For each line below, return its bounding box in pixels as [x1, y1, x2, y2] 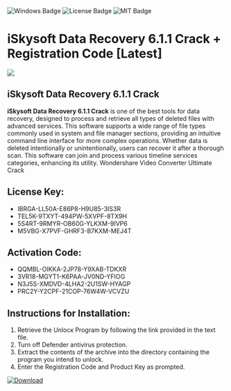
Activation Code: [7, 247, 82, 258]
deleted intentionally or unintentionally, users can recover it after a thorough [7, 144, 224, 152]
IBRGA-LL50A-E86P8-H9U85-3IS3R [17, 204, 121, 213]
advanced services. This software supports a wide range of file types [7, 122, 206, 130]
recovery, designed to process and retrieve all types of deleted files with [7, 114, 214, 122]
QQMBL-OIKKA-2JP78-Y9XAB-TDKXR [17, 265, 127, 274]
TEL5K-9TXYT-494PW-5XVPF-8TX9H [17, 212, 128, 220]
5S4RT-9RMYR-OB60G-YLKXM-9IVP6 [17, 219, 128, 228]
